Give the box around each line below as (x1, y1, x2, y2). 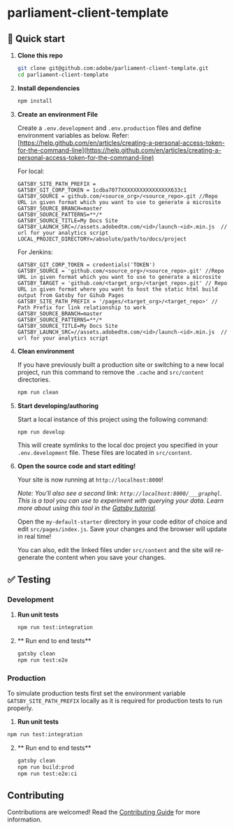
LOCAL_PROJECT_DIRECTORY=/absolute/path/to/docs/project (17, 236, 187, 243)
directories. (17, 375, 51, 384)
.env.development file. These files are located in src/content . (17, 449, 193, 457)
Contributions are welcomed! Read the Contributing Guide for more (7, 808, 200, 816)
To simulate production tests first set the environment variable (7, 689, 187, 697)
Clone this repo (17, 51, 63, 59)
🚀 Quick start (7, 33, 65, 45)
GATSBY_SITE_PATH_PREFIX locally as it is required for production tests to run (7, 696, 223, 705)
